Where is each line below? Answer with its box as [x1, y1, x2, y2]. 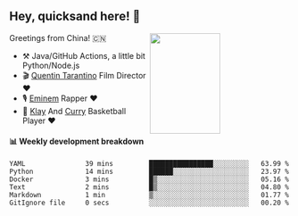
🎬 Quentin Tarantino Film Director [21, 70, 146, 80]
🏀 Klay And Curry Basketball [21, 105, 127, 116]
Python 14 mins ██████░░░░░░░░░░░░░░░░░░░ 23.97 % [9, 167, 290, 177]
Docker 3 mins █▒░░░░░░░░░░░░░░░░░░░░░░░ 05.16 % [9, 175, 290, 184]
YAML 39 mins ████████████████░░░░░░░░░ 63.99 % [9, 160, 290, 169]
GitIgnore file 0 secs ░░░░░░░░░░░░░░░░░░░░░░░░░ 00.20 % [9, 198, 290, 208]
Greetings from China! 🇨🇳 [9, 32, 107, 43]
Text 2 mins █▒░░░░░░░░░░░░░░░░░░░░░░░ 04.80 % [9, 183, 290, 192]
